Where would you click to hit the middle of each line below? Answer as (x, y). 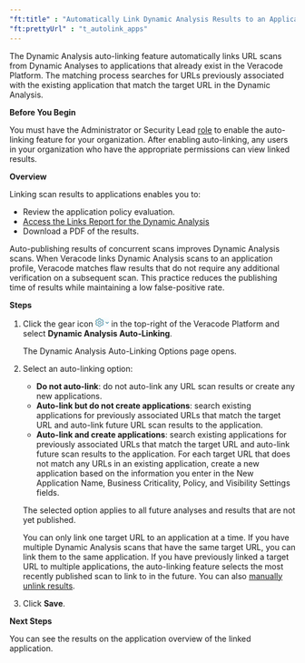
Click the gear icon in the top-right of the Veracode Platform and (151, 324)
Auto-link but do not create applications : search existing (143, 406)
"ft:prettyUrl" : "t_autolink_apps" (79, 29)
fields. (48, 492)
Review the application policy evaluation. (98, 211)
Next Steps (31, 621)
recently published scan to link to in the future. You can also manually (152, 576)
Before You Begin (43, 112)
